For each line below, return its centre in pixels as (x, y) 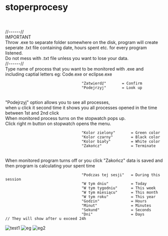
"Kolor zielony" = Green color (121, 132)
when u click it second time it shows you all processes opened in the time (81, 107)
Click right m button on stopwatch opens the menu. (58, 123)
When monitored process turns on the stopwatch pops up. (65, 118)
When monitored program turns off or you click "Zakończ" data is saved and (84, 160)
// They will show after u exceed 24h (46, 218)
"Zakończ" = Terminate (119, 146)
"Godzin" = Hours (114, 201)
